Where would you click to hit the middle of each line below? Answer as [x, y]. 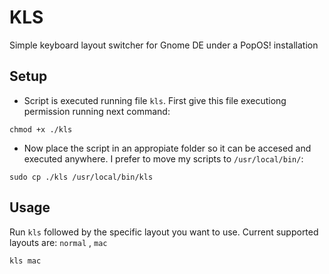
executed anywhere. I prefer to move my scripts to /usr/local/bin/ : [163, 158]
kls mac [25, 261]
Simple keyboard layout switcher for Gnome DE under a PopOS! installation [164, 45]
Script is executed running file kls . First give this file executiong [155, 100]
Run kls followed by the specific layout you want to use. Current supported [164, 232]
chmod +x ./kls [41, 129]
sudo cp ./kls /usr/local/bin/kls [81, 177]
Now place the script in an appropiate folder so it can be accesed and [167, 148]
